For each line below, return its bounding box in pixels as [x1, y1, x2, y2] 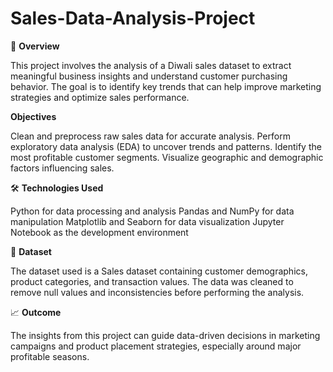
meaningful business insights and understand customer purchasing [10, 70, 288, 82]
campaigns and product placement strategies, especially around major [10, 340, 302, 352]
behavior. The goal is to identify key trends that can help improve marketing [10, 80, 322, 92]
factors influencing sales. [10, 162, 115, 174]
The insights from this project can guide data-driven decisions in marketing [10, 329, 321, 341]
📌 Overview [10, 40, 60, 52]
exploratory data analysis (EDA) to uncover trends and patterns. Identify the [10, 140, 322, 152]
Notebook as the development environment [10, 226, 189, 238]
